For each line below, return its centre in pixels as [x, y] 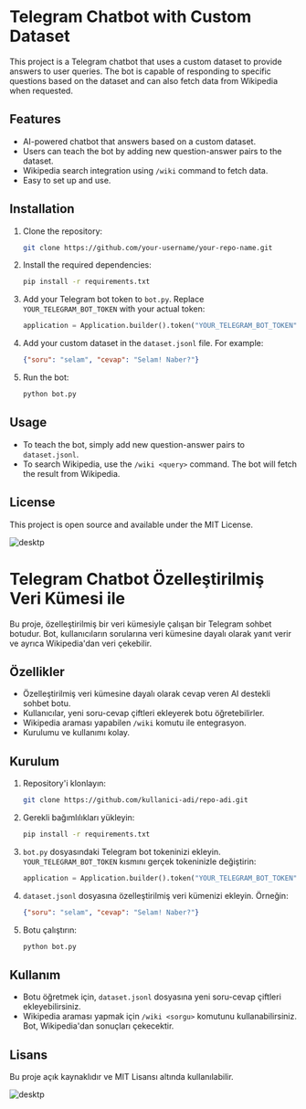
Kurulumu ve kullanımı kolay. [76, 733]
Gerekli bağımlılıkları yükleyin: [79, 818]
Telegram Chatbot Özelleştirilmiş [137, 579]
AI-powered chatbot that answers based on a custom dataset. [139, 141]
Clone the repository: [63, 231]
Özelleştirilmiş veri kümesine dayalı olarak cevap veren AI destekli [147, 694]
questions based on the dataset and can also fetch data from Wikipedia [144, 80]
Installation [42, 209]
